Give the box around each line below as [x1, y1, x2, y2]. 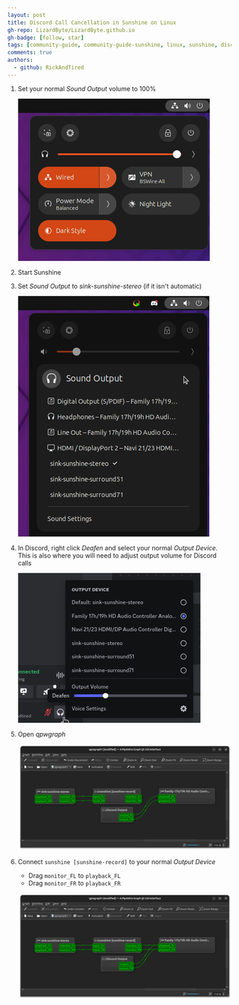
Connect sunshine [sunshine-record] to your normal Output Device [17, 857, 216, 866]
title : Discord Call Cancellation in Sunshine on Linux [7, 18, 176, 26]
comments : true [7, 49, 53, 56]
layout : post [7, 11, 46, 18]
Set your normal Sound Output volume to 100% [17, 84, 156, 92]
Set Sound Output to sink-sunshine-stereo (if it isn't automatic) [17, 282, 202, 290]
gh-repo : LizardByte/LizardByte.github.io [7, 26, 135, 33]
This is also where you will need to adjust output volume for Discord [17, 551, 217, 560]
